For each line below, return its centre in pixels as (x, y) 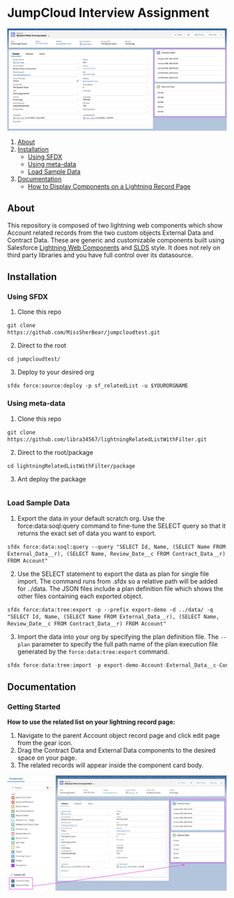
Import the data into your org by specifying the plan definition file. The (118, 637)
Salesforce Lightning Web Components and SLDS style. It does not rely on (114, 247)
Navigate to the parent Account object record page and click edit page (119, 736)
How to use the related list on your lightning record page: (91, 722)
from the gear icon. (45, 743)
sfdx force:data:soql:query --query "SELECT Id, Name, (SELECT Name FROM (117, 546)
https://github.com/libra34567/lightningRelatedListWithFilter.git (107, 439)
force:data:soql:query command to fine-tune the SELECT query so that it (122, 526)
